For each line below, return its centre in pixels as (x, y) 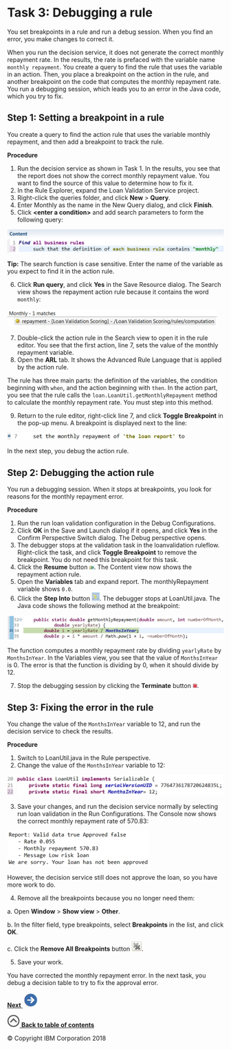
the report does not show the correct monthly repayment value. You (113, 175)
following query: (40, 219)
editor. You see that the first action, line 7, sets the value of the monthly (118, 345)
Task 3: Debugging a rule (80, 13)
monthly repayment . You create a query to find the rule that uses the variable (115, 67)
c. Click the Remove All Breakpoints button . (75, 949)
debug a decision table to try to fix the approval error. (83, 983)
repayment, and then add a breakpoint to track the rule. (86, 142)
